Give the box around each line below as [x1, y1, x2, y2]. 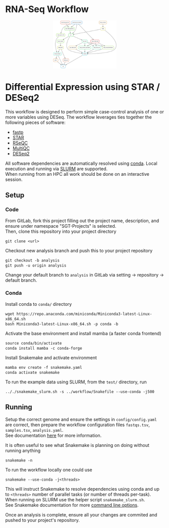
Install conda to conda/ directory [5, 301, 72, 307]
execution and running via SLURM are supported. [5, 165, 107, 172]
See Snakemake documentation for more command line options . [5, 502, 139, 508]
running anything [5, 447, 41, 453]
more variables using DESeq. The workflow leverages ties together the [5, 114, 152, 120]
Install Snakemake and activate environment [5, 354, 97, 361]
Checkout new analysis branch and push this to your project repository [5, 247, 153, 253]
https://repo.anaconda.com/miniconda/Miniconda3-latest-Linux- [16, 311, 152, 316]
